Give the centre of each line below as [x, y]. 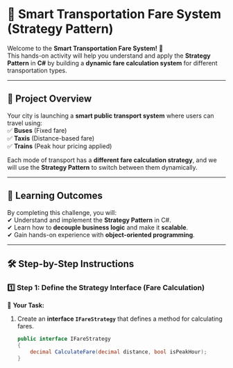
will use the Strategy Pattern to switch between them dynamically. [102, 167]
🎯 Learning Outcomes [55, 196]
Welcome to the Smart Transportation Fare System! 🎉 [85, 48]
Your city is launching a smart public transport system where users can [111, 115]
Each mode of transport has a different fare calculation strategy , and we [112, 160]
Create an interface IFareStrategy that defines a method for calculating [120, 319]
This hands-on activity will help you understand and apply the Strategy [109, 56]
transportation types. [37, 70]
